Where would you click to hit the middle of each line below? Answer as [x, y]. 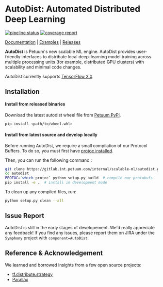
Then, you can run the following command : [49, 160]
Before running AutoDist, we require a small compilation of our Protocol [76, 145]
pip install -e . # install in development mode [56, 183]
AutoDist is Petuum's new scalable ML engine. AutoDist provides [70, 51]
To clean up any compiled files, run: [41, 192]
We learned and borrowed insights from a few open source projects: [73, 265]
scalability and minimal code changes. [43, 67]
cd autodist [17, 173]
